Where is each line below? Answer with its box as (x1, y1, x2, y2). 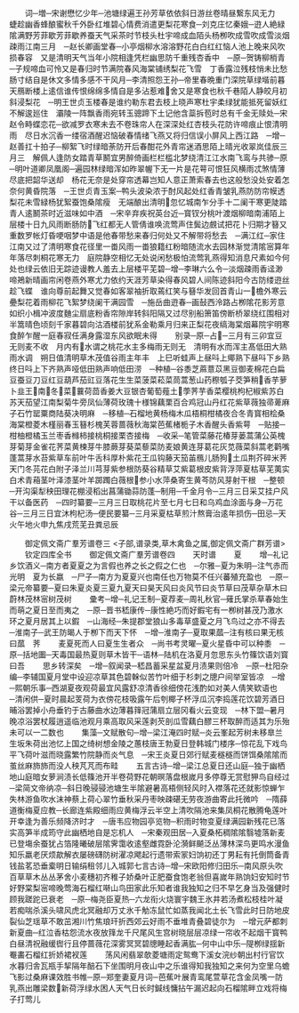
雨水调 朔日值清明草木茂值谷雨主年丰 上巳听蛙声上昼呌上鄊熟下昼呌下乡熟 (9, 352, 290, 363)
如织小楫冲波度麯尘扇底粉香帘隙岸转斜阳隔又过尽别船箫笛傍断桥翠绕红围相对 (9, 308, 290, 318)
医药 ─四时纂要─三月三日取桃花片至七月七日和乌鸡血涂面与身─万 (32, 497, 276, 507)
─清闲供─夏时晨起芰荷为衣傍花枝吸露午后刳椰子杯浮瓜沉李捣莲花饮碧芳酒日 (9, 694, 286, 704)
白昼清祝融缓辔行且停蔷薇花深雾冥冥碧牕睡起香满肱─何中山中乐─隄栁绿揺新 (9, 938, 286, 949)
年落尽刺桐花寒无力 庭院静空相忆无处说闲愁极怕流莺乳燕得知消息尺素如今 (9, 253, 282, 262)
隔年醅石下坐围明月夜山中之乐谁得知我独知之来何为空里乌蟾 (70, 961, 290, 971)
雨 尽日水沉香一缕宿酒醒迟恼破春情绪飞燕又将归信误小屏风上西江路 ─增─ (9, 130, 286, 141)
